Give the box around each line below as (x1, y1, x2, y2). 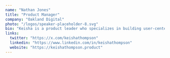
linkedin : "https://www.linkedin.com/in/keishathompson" (10, 40, 133, 45)
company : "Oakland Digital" (5, 17, 65, 22)
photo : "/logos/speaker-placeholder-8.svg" (5, 21, 99, 27)
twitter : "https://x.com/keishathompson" (10, 36, 99, 41)
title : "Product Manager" (5, 12, 60, 17)
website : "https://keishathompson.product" (10, 45, 103, 50)
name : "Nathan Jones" (5, 7, 51, 13)
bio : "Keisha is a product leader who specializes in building (5, 26, 142, 31)
